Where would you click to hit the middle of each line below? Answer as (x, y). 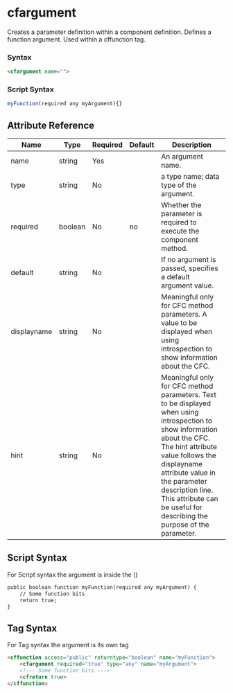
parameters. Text (188, 395)
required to (179, 222)
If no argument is (188, 260)
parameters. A (184, 315)
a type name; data (190, 177)
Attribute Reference (51, 125)
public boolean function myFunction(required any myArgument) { (102, 587)
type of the (179, 185)
